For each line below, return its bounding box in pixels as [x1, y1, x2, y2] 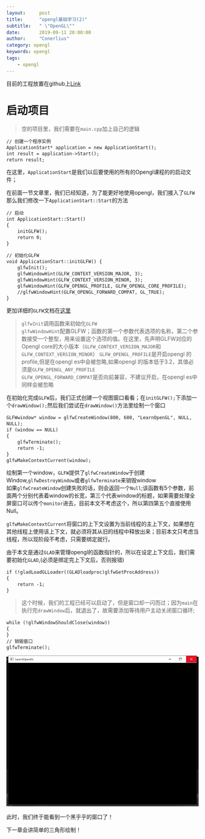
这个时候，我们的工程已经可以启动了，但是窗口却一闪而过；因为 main [21, 598, 193, 606]
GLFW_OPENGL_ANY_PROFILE [32, 367, 96, 373]
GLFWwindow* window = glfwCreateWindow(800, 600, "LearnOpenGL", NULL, [6, 414, 192, 420]
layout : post [6, 10, 51, 16]
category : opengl [6, 42, 51, 48]
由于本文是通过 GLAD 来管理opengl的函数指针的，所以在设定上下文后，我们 [6, 548, 190, 556]
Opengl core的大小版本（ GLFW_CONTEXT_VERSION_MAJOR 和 [21, 343, 162, 350]
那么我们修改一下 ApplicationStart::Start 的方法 [6, 196, 128, 204]
